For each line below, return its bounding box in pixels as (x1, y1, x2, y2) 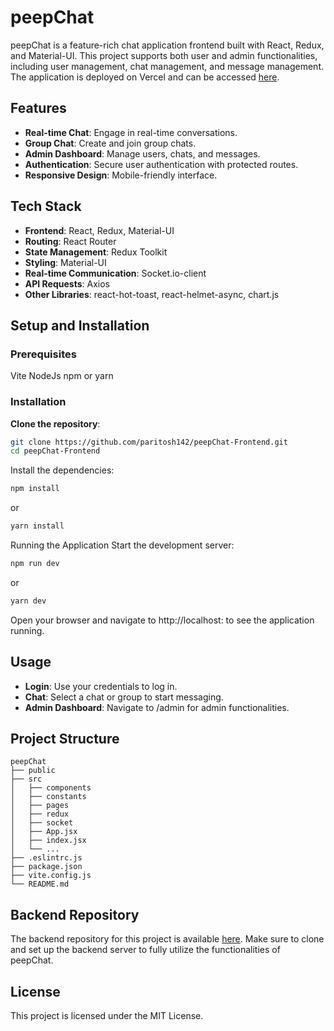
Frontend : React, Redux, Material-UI (24, 224, 175, 236)
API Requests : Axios (24, 277, 110, 290)
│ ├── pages (10, 801, 70, 811)
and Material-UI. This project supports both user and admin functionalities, (10, 49, 318, 61)
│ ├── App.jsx (10, 827, 78, 837)
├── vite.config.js (10, 871, 92, 881)
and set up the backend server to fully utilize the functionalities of (10, 944, 281, 956)
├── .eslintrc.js (10, 853, 83, 863)
